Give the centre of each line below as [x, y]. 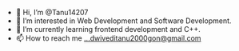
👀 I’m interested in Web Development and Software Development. [123, 21]
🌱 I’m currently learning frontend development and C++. [108, 29]
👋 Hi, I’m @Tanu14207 [52, 12]
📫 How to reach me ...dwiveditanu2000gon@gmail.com [108, 38]
